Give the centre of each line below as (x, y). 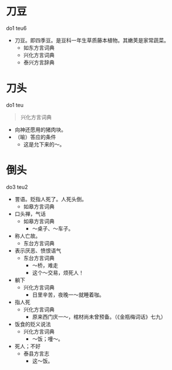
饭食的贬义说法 (33, 324)
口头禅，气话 (30, 214)
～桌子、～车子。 (53, 228)
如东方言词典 (39, 48)
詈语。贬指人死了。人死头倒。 (50, 199)
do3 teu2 (17, 187)
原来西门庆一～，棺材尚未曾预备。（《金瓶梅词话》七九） (99, 316)
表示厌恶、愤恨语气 (38, 251)
